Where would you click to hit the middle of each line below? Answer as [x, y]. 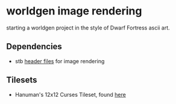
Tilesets [22, 80]
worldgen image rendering [74, 11]
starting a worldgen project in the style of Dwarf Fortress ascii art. [88, 28]
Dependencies [34, 47]
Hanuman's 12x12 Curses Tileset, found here [71, 94]
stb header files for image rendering [60, 61]
